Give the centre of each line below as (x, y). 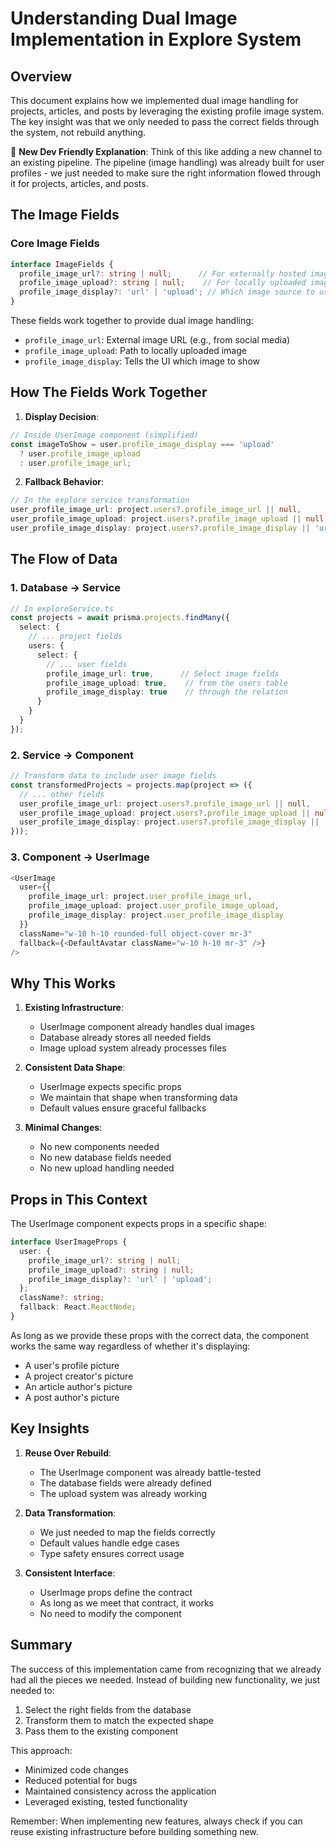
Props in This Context (79, 1199)
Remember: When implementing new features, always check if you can (156, 1821)
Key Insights (50, 1428)
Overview (41, 76)
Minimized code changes (76, 1769)
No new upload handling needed (107, 1168)
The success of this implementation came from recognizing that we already (166, 1669)
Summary (41, 1645)
